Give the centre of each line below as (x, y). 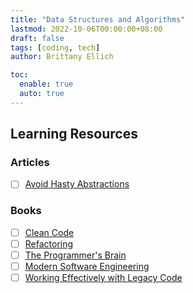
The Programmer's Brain (75, 255)
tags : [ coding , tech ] (55, 47)
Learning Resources (74, 134)
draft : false (37, 38)
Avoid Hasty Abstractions (77, 184)
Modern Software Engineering (87, 266)
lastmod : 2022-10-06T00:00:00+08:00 (86, 29)
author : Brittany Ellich (62, 57)
